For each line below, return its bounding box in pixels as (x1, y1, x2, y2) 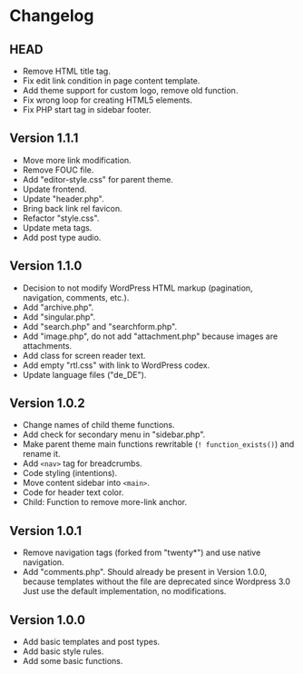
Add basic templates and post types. (22, 637, 161, 648)
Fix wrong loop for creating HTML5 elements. (22, 94, 193, 105)
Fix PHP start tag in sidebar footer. (22, 104, 151, 114)
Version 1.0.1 (9, 523, 83, 539)
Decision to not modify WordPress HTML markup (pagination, (22, 282, 253, 293)
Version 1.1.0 (9, 258, 83, 273)
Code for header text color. (22, 487, 124, 498)
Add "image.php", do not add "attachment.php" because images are (22, 331, 279, 342)
